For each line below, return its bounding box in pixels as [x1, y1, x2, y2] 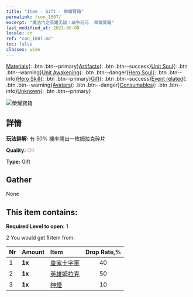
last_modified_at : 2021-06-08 [6, 25, 80, 31]
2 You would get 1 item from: [6, 234, 75, 241]
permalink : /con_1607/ [6, 14, 61, 20]
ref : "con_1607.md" [6, 36, 54, 42]
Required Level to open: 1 [6, 223, 68, 230]
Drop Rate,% [85, 248, 122, 256]
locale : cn [6, 30, 33, 36]
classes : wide [6, 47, 41, 53]
